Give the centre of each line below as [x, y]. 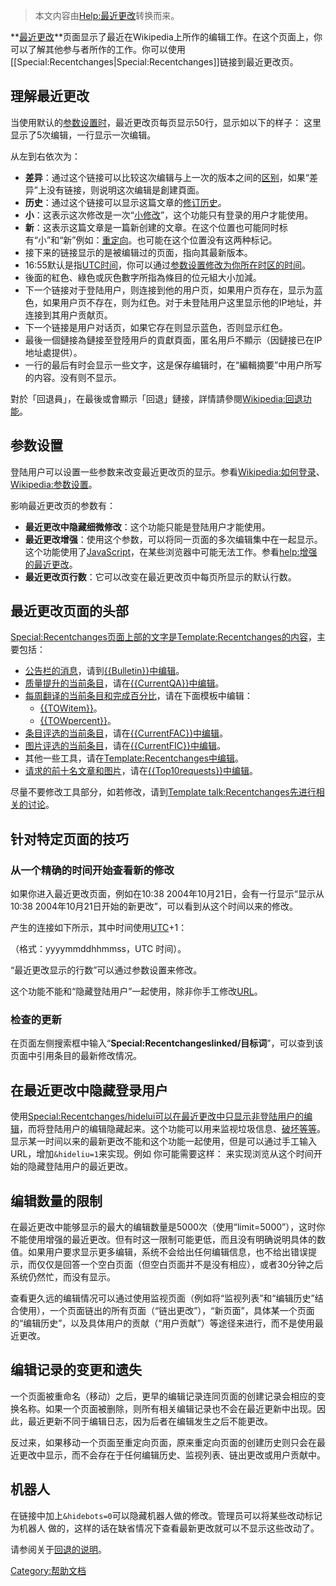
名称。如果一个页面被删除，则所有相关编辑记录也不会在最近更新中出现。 [167, 1408]
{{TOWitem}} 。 [71, 708]
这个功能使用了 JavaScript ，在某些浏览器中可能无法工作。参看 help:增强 [171, 551]
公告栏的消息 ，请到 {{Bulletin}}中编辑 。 [104, 671]
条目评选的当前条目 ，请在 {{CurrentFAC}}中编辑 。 [126, 733]
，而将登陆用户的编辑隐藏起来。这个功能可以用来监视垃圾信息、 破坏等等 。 [172, 1129]
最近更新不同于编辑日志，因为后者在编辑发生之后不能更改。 [150, 1421]
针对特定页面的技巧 [69, 839]
